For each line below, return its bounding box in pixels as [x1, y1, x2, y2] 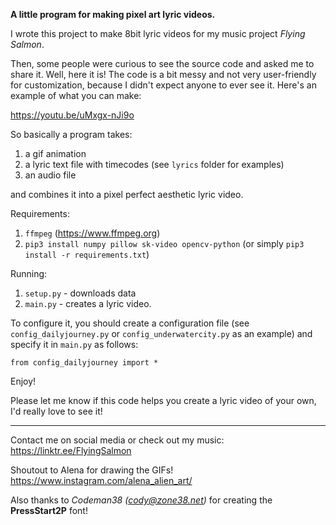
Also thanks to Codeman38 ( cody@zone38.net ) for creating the [10, 494, 273, 506]
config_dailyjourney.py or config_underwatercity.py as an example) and [10, 328, 313, 339]
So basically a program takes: [10, 129, 133, 140]
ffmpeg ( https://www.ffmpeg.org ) [24, 227, 161, 239]
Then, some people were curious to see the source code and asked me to [10, 58, 315, 69]
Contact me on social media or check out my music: [10, 434, 225, 446]
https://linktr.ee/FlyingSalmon [10, 445, 132, 456]
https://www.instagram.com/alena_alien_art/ [10, 475, 193, 486]
